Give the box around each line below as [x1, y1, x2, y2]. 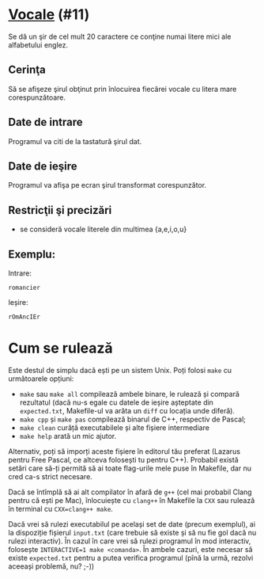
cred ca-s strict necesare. [8, 471, 92, 481]
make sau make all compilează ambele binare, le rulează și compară [19, 389, 239, 398]
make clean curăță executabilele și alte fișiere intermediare [19, 422, 209, 432]
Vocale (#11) [8, 6, 90, 24]
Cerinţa [8, 63, 46, 77]
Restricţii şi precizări [8, 204, 112, 217]
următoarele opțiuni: [8, 374, 74, 383]
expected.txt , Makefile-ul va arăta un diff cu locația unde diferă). [19, 406, 236, 415]
